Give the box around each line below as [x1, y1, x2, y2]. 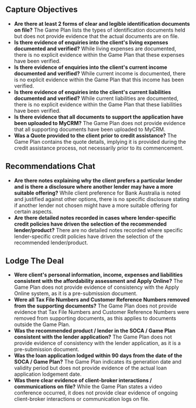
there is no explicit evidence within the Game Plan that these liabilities [13, 101, 183, 108]
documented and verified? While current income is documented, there [13, 70, 186, 77]
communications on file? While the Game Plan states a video [13, 383, 163, 390]
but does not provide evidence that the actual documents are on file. [13, 32, 180, 40]
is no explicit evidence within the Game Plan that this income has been [13, 76, 184, 83]
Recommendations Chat [5, 161, 96, 171]
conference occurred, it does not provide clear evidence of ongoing [13, 389, 178, 396]
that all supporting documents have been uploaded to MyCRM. [13, 126, 166, 133]
